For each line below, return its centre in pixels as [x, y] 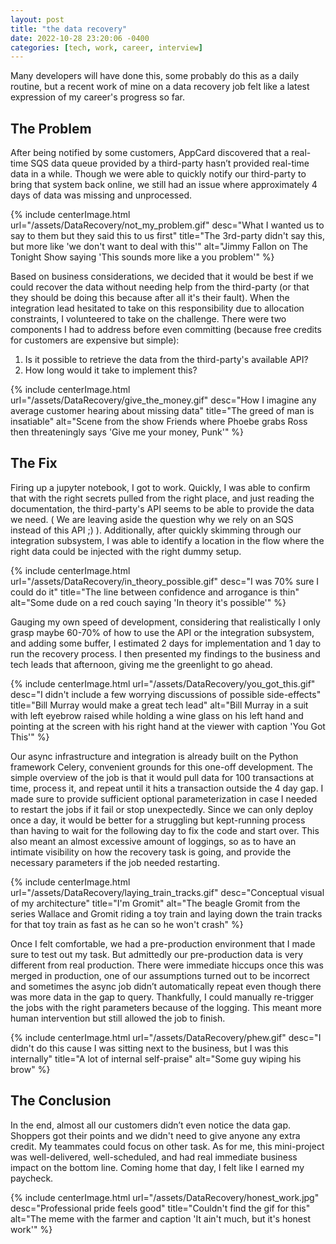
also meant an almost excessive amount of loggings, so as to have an [153, 841]
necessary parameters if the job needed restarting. [115, 862]
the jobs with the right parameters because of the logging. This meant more [166, 1007]
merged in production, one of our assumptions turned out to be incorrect [160, 975]
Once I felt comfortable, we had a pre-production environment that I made [163, 943]
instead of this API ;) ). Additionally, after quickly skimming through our [156, 530]
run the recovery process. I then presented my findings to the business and [165, 653]
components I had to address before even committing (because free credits [166, 330]
